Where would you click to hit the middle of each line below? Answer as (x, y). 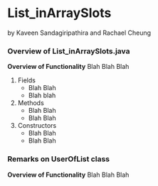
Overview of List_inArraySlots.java (69, 51)
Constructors (37, 126)
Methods (31, 103)
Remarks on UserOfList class (59, 159)
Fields (26, 80)
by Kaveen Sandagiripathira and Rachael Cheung (79, 33)
